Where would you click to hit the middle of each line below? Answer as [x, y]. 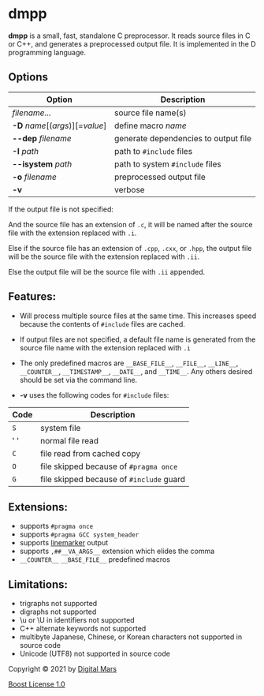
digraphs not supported [58, 612]
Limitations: [38, 584]
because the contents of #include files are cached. [102, 324]
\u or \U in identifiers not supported [77, 620]
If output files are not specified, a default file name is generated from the [138, 339]
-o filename [34, 177]
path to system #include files [168, 164]
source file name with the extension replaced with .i [105, 347]
